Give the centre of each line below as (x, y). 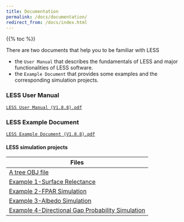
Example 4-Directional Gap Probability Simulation (77, 210)
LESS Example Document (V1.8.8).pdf (51, 134)
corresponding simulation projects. (56, 80)
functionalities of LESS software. (54, 68)
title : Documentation (32, 11)
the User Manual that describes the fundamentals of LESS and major (96, 61)
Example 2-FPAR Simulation (48, 192)
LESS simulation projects (37, 147)
